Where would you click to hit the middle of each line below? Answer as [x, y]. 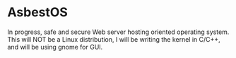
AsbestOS [38, 12]
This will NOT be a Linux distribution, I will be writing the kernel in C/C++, [114, 39]
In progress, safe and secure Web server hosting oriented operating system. [118, 32]
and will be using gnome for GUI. [55, 47]
